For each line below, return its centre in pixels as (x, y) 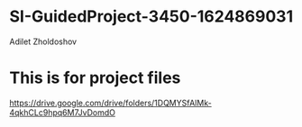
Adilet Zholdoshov (43, 41)
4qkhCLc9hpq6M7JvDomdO (62, 112)
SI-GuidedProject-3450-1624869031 (151, 17)
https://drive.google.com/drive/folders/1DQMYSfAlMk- (110, 103)
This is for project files (95, 78)
